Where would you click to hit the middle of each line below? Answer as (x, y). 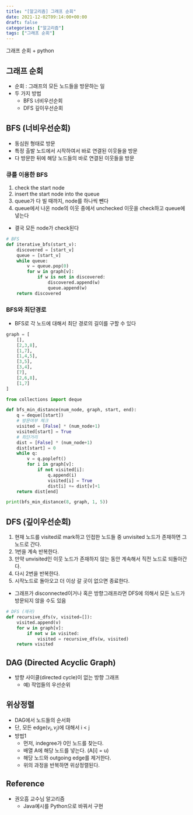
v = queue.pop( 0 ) (48, 266)
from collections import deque (44, 399)
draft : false (22, 22)
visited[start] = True (44, 431)
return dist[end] (38, 491)
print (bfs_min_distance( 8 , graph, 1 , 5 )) (57, 502)
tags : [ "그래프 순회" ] (31, 33)
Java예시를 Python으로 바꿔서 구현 (63, 806)
